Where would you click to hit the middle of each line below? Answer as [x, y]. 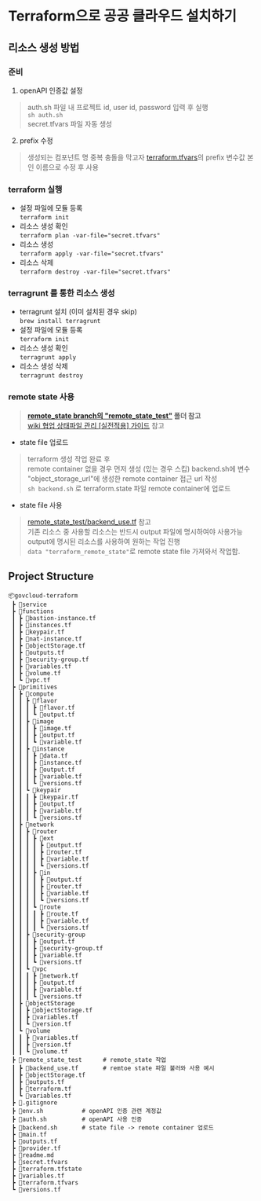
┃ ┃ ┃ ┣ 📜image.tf [42, 728]
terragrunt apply [48, 358]
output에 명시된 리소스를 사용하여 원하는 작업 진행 [103, 541]
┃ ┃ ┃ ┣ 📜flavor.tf [43, 707]
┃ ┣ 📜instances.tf [42, 625]
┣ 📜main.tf [29, 1134]
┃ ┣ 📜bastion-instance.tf [54, 618]
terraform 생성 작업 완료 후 [69, 459]
